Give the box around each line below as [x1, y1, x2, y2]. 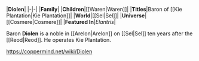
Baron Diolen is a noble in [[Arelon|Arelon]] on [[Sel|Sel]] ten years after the [6, 30, 193, 37]
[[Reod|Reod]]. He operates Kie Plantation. [6, 36, 112, 43]
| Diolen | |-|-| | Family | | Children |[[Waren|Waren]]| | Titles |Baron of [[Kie [6, 6, 182, 13]
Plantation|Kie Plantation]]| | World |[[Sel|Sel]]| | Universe [6, 12, 145, 19]
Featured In [65, 19, 94, 25]
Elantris [95, 19, 115, 25]
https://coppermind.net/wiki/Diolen [6, 48, 93, 55]
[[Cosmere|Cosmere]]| [6, 19, 62, 25]
